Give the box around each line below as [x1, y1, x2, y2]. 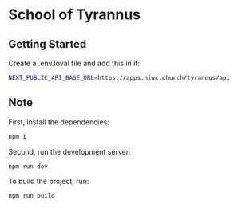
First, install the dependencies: [8, 117, 109, 127]
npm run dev [8, 162, 48, 171]
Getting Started [8, 37, 87, 51]
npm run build [8, 192, 56, 200]
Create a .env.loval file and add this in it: [8, 58, 140, 68]
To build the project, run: [8, 177, 89, 186]
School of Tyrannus [8, 6, 141, 24]
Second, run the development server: [8, 147, 131, 156]
